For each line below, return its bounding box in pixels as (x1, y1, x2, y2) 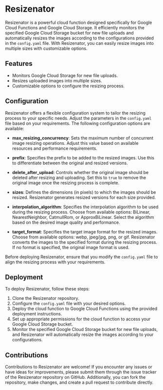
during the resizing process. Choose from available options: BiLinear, (12, 209, 151, 215)
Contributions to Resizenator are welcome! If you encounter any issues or (5, 364, 152, 370)
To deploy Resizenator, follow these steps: (5, 286, 90, 292)
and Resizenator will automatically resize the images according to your (12, 331, 154, 337)
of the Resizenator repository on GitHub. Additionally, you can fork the (5, 374, 146, 380)
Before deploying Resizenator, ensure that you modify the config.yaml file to (5, 253, 158, 259)
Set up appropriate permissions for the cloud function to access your (12, 316, 151, 322)
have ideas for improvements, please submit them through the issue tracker (5, 369, 157, 375)
